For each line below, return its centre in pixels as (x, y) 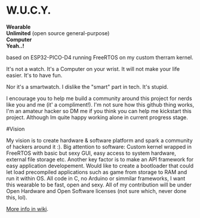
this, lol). (17, 197)
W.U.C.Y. (29, 10)
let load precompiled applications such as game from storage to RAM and (97, 172)
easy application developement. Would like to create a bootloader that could (100, 166)
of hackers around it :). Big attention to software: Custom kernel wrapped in (99, 147)
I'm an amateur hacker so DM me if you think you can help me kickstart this (99, 111)
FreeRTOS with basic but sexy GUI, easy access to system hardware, (91, 153)
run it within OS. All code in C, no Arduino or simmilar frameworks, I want (96, 178)
